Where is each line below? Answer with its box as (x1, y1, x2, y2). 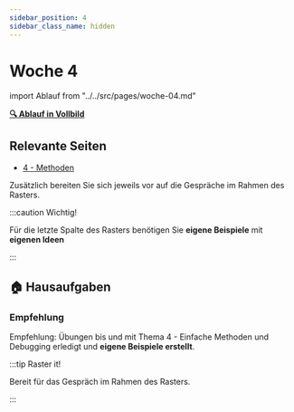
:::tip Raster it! (9, 359, 62, 369)
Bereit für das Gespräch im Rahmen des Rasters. (9, 376, 191, 387)
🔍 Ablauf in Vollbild (9, 109, 85, 120)
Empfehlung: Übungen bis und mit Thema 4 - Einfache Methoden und (9, 331, 270, 342)
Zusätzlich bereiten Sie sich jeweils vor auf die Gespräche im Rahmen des (9, 180, 285, 191)
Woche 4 (9, 61, 79, 81)
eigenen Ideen (9, 235, 65, 245)
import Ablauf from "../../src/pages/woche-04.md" (9, 91, 196, 101)
